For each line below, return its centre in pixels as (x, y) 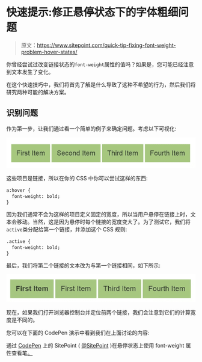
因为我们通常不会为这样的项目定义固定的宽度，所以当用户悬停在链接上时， (98, 214)
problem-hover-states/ (49, 52)
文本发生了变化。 (32, 72)
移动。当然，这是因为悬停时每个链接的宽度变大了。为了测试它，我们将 (103, 222)
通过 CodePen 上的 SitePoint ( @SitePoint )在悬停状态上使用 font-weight (95, 346)
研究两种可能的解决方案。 (38, 92)
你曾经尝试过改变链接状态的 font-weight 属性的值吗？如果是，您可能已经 (95, 64)
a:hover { (19, 190)
